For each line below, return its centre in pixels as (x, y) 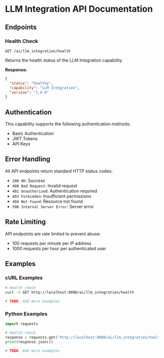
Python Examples (26, 313)
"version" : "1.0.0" (29, 92)
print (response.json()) (29, 342)
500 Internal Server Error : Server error (53, 206)
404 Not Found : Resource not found (47, 201)
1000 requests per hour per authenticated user (59, 248)
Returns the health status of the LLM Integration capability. (64, 60)
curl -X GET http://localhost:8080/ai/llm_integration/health (70, 292)
